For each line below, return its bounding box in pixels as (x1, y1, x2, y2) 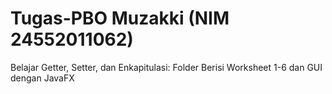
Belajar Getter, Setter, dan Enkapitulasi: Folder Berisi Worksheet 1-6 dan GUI (10, 61, 323, 73)
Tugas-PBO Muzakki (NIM (10, 7, 230, 30)
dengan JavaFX (10, 72, 75, 84)
